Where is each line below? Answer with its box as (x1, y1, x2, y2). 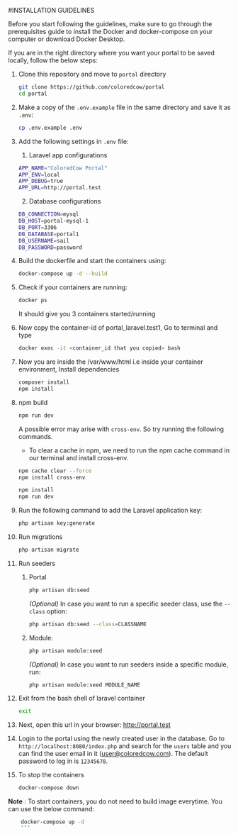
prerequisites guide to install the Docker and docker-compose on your (8, 28, 213, 35)
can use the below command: (8, 805, 95, 813)
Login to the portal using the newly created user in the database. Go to (18, 734, 225, 743)
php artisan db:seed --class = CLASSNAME (28, 621, 147, 628)
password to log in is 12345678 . (18, 757, 108, 765)
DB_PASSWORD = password (18, 244, 82, 251)
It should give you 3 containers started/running (18, 310, 156, 318)
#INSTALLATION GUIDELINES (8, 6, 95, 14)
